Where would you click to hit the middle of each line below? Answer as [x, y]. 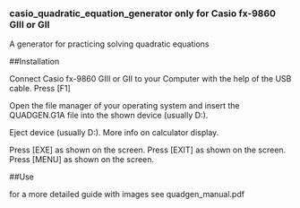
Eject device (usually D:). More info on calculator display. [114, 133]
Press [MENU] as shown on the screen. [82, 160]
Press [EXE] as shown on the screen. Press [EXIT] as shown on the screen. [148, 150]
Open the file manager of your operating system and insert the [124, 106]
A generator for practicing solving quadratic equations [109, 44]
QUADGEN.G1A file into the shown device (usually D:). [109, 116]
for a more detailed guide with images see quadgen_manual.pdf [127, 195]
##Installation [34, 62]
